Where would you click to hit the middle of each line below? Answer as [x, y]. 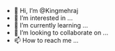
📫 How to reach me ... [46, 40]
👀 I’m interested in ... [43, 18]
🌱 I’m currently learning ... [51, 25]
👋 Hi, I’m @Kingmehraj [46, 11]
